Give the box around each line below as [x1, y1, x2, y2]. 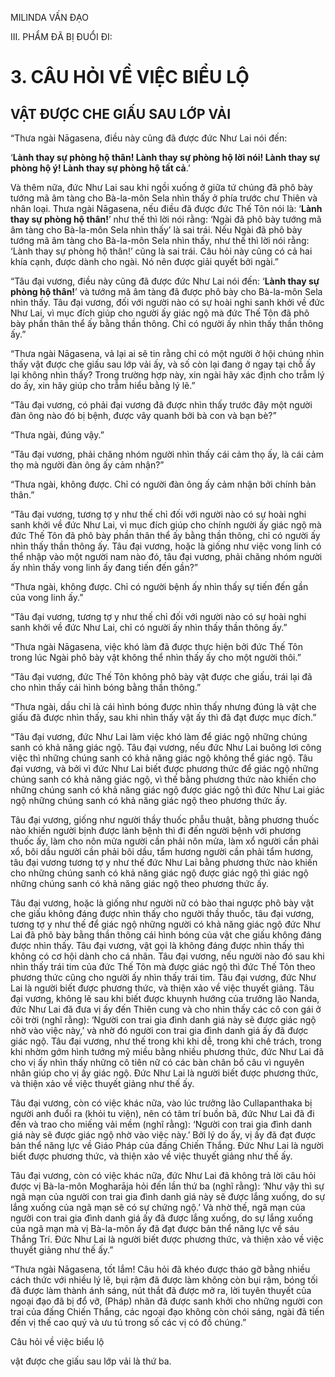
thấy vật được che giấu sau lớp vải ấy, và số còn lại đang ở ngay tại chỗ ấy [10, 358, 316, 370]
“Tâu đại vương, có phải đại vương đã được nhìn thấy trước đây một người [10, 399, 313, 411]
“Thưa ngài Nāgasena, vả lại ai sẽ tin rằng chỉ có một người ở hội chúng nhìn [10, 348, 325, 359]
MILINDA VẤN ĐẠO [10, 12, 89, 23]
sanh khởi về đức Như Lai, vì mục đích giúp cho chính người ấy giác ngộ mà [10, 519, 322, 531]
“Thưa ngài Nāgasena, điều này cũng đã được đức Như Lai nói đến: [10, 132, 288, 144]
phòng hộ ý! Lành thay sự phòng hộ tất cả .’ [10, 162, 191, 174]
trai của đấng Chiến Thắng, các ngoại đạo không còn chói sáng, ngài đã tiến [10, 1306, 325, 1317]
